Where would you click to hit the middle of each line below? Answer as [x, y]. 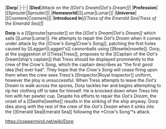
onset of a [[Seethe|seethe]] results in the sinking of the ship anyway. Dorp [82, 101]
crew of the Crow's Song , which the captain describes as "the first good [79, 64]
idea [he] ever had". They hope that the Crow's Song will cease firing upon [81, 70]
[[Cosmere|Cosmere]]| [28, 18]
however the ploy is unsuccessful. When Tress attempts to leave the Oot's [81, 80]
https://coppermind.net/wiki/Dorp [39, 121]
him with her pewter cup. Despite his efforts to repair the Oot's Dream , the [81, 96]
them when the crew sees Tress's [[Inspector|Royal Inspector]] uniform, [79, 75]
